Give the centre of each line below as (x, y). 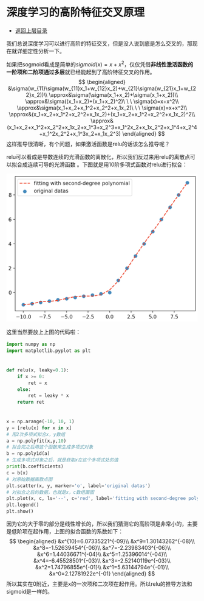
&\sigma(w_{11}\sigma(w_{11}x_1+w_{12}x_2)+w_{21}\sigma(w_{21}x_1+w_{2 (102, 88)
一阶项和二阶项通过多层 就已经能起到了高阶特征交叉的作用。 (81, 72)
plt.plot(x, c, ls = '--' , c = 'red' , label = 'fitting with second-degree (96, 499)
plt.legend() (23, 505)
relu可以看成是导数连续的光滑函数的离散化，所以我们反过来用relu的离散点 (98, 156)
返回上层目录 (31, 30)
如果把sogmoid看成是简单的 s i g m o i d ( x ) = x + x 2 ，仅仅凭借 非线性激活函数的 (100, 63)
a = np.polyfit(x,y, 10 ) (36, 441)
